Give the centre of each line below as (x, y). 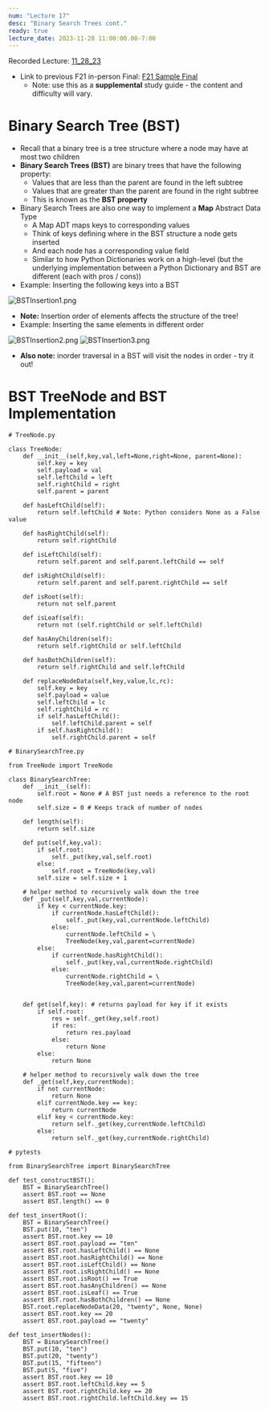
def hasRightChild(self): (66, 534)
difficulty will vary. (62, 94)
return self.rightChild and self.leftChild (111, 668)
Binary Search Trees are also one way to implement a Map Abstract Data (140, 208)
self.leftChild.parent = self (102, 724)
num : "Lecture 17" (39, 16)
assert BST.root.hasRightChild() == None (93, 1258)
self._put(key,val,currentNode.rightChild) (140, 962)
